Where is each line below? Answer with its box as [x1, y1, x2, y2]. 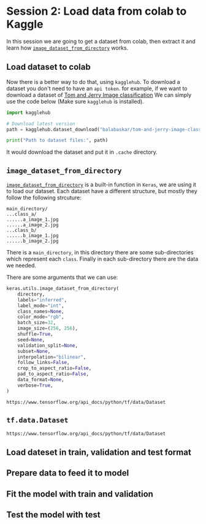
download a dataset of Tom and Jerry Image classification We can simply [6, 91, 192, 99]
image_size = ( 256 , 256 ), [17, 325, 78, 332]
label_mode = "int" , [17, 302, 64, 309]
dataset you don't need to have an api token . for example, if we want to [6, 85, 188, 92]
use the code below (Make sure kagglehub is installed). [6, 97, 144, 105]
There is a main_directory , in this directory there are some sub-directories [6, 249, 194, 256]
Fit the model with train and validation [6, 488, 153, 499]
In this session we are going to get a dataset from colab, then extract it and [6, 37, 196, 45]
